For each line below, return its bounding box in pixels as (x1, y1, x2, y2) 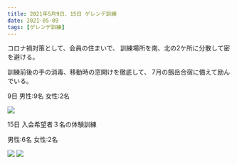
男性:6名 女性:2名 (7, 136, 58, 144)
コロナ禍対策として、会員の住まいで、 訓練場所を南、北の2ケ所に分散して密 (7, 44, 230, 53)
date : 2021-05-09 (7, 17, 59, 24)
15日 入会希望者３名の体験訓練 (7, 120, 97, 129)
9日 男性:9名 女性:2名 (7, 92, 70, 100)
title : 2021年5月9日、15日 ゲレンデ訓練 (7, 10, 117, 18)
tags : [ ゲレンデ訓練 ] (7, 23, 65, 31)
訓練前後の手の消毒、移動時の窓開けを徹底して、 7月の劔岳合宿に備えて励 (7, 68, 224, 77)
